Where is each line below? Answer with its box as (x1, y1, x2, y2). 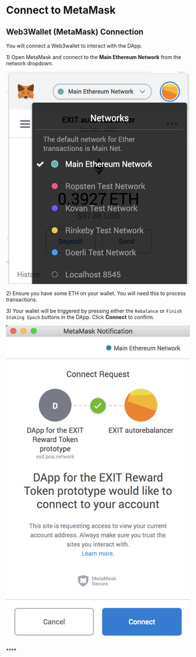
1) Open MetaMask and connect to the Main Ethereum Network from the (6, 54, 181, 60)
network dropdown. (6, 60, 54, 67)
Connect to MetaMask (6, 4, 116, 17)
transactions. (6, 296, 38, 303)
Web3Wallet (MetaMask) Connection (6, 27, 144, 37)
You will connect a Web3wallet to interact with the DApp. (6, 42, 143, 49)
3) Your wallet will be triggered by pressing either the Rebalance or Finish (6, 307, 182, 314)
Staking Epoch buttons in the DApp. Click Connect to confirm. (6, 314, 155, 321)
